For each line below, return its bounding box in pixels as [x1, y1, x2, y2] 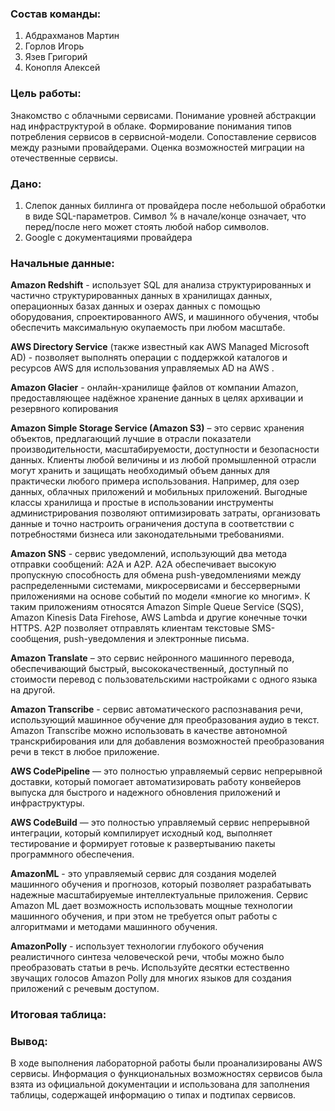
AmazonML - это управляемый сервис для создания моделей [10, 868, 277, 880]
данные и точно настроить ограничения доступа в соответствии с [10, 518, 295, 530]
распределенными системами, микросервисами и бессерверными [10, 580, 301, 592]
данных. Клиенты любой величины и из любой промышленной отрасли [10, 454, 317, 466]
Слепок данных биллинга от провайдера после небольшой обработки [24, 199, 326, 211]
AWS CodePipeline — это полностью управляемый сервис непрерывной [10, 765, 323, 777]
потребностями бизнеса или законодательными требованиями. [10, 528, 285, 541]
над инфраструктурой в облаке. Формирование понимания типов [10, 120, 293, 132]
